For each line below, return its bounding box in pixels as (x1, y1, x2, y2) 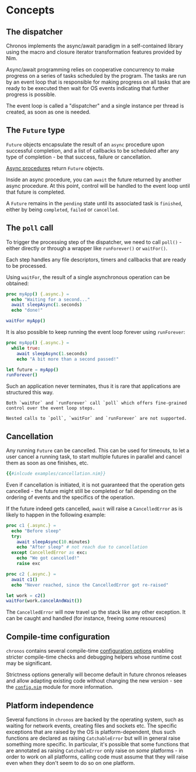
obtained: (6, 280, 29, 287)
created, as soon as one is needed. (6, 109, 91, 115)
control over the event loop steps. (6, 405, 95, 411)
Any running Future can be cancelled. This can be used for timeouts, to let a (6, 447, 190, 454)
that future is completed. (6, 188, 66, 195)
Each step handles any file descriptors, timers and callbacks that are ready (6, 256, 186, 263)
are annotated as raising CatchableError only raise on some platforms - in (6, 747, 183, 754)
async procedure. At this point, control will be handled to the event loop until (6, 182, 190, 189)
